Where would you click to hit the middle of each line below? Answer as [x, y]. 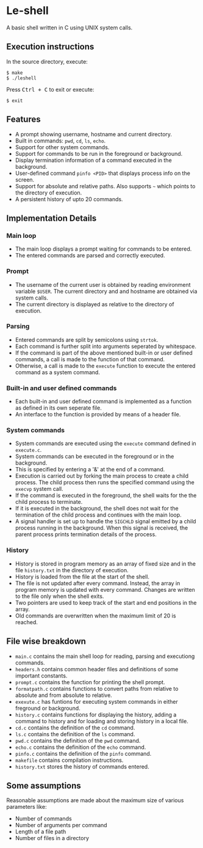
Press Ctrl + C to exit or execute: [50, 89]
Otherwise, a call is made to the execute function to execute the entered [105, 366]
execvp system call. [39, 489]
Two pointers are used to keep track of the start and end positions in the [106, 602]
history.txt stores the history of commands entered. [82, 766]
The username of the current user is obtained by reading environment [103, 284]
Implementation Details [52, 218]
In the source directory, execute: [47, 61]
